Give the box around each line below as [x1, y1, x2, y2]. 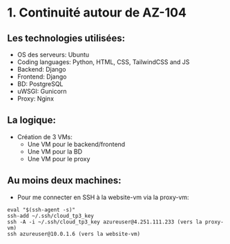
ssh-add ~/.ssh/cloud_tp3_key [7, 212, 95, 219]
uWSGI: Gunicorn [17, 88, 67, 95]
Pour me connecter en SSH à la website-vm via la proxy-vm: [17, 193, 189, 201]
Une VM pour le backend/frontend [27, 140, 126, 148]
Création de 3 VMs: [17, 132, 73, 141]
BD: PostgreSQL [17, 80, 64, 88]
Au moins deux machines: [7, 174, 122, 187]
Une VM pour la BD [27, 147, 83, 156]
